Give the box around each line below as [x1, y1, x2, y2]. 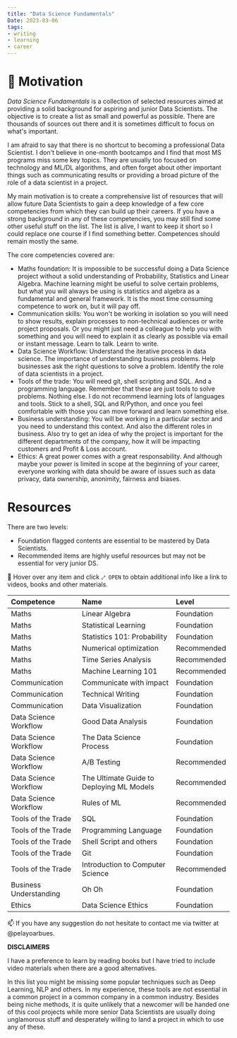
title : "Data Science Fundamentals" [7, 10, 115, 18]
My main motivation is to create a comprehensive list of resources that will [7, 191, 224, 200]
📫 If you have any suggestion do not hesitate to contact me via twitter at [7, 919, 219, 927]
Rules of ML [82, 798, 122, 808]
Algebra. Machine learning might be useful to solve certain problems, [17, 279, 219, 288]
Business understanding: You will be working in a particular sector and [17, 414, 223, 423]
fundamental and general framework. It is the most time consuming [17, 294, 213, 302]
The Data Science [82, 732, 141, 742]
